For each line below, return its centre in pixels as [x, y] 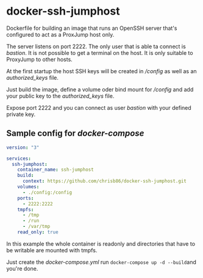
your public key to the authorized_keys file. [60, 96]
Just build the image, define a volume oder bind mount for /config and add [100, 89]
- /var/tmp [36, 227]
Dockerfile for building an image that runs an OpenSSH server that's [92, 28]
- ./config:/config [47, 192]
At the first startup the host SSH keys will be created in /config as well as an [101, 71]
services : [19, 159]
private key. [21, 114]
